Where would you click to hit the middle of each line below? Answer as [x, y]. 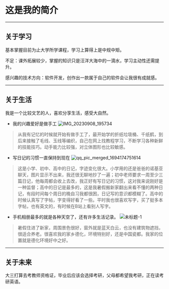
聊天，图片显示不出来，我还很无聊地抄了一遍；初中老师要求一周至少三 [90, 175]
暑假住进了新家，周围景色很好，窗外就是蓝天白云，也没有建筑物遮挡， [90, 227]
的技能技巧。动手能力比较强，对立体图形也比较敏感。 [73, 147]
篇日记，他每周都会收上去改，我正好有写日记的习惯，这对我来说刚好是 [90, 181]
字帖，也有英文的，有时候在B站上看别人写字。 [65, 206]
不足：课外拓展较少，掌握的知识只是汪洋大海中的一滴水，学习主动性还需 [80, 61]
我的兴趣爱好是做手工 [34, 124]
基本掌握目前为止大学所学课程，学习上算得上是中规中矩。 [65, 50]
